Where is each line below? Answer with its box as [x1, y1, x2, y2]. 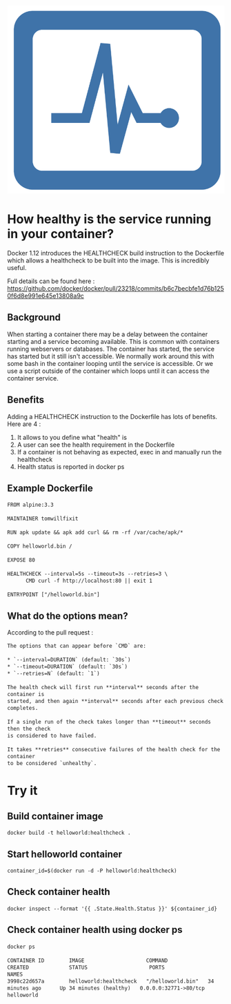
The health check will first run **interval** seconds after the [7, 684, 199, 691]
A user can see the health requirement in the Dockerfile [17, 441, 175, 449]
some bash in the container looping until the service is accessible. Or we [7, 359, 214, 367]
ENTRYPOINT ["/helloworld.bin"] [7, 591, 100, 599]
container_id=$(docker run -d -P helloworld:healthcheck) [7, 867, 177, 874]
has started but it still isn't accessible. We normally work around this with [7, 351, 214, 360]
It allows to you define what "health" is [17, 433, 128, 441]
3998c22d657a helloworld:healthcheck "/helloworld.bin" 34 [7, 978, 214, 985]
